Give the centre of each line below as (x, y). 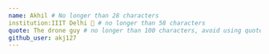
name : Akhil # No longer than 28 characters (84, 15)
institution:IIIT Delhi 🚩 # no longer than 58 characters (107, 23)
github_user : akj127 (43, 38)
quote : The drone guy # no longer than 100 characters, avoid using (125, 30)
